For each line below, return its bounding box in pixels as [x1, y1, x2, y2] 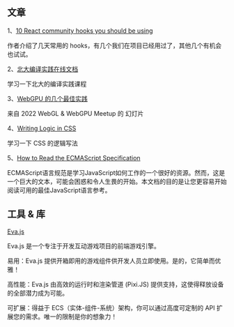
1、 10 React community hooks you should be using [7, 26, 153, 35]
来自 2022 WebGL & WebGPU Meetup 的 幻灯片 [7, 109, 144, 117]
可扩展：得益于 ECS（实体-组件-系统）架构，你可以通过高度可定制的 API [7, 303, 215, 312]
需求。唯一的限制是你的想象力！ [25, 312, 117, 321]
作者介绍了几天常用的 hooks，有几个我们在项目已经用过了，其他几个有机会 [7, 41, 222, 50]
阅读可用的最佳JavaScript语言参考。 [7, 185, 111, 194]
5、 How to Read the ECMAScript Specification [7, 153, 141, 162]
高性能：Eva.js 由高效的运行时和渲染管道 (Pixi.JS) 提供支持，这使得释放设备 [7, 280, 224, 288]
